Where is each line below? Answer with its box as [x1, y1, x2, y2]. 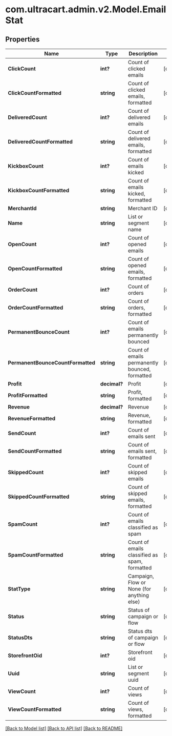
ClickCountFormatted [8, 90, 61, 96]
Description [128, 50, 158, 57]
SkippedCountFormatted [8, 493, 70, 500]
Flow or [127, 579, 146, 586]
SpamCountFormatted [8, 551, 63, 558]
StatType [8, 585, 31, 592]
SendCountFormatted [8, 447, 62, 455]
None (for [127, 585, 152, 592]
